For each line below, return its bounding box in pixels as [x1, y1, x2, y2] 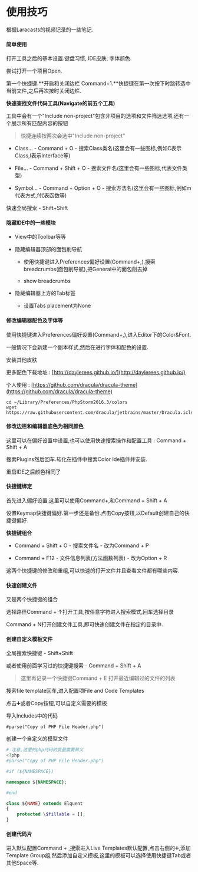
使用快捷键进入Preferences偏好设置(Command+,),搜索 [23, 258, 156, 265]
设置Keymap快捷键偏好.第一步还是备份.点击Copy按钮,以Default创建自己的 [6, 509, 184, 516]
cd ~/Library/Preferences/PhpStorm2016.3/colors [6, 399, 128, 405]
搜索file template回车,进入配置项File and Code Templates [6, 687, 144, 695]
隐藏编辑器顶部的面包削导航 [14, 246, 82, 253]
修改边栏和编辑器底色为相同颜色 [6, 423, 84, 430]
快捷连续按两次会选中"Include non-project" [20, 132, 126, 139]
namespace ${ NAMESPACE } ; [6, 779, 67, 785]
